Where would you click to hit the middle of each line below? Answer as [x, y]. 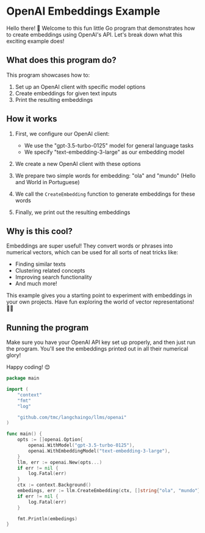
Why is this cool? [40, 231]
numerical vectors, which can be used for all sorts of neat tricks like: [92, 252]
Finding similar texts [40, 264]
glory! [14, 356]
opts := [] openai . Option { [50, 440]
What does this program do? [62, 60]
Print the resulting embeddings [54, 99]
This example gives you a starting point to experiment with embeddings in [99, 295]
